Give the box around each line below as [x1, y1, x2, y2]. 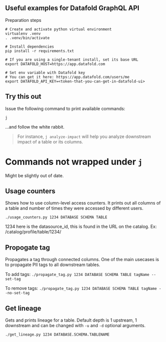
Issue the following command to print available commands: [5, 105, 125, 111]
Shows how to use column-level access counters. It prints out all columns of [5, 200, 161, 206]
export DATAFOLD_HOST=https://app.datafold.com [5, 62, 106, 67]
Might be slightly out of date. [5, 172, 64, 178]
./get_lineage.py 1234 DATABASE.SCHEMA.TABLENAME [5, 332, 110, 337]
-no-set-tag [5, 290, 30, 296]
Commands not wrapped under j [5, 156, 143, 167]
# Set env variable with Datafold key [5, 70, 85, 75]
